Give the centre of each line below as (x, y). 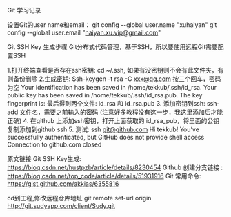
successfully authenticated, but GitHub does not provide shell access (106, 137)
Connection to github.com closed (54, 144)
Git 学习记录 (24, 10)
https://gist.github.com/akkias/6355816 (63, 184)
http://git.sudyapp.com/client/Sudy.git (61, 206)
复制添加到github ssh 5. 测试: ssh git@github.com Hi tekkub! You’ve (103, 129)
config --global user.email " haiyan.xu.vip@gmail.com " (84, 32)
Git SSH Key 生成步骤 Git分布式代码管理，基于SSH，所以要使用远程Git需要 (113, 47)
